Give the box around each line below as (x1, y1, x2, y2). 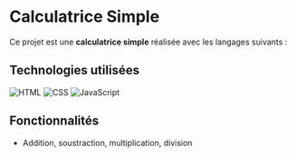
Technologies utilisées (9, 63, 140, 78)
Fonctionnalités (9, 113, 100, 129)
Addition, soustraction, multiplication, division (22, 137, 193, 148)
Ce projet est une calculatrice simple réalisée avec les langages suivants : (9, 36, 288, 47)
